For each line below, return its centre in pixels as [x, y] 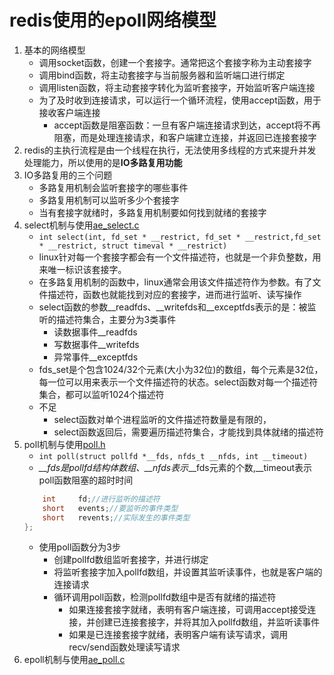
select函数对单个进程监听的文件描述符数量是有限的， [162, 419]
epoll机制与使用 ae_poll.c [74, 660]
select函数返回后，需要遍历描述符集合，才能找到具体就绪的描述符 [189, 432]
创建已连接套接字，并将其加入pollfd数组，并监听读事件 [208, 622]
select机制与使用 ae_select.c [81, 225]
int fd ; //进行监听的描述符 [101, 499]
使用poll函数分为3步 [79, 547]
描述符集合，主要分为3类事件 [116, 319]
